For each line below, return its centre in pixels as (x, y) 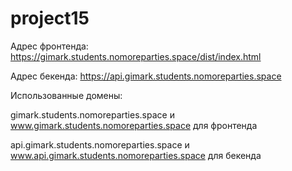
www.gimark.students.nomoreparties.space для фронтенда (134, 125)
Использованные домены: (66, 95)
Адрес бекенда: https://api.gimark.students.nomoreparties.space (146, 76)
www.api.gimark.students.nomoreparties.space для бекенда (136, 155)
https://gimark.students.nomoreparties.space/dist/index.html (136, 56)
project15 (50, 18)
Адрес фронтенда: (49, 46)
